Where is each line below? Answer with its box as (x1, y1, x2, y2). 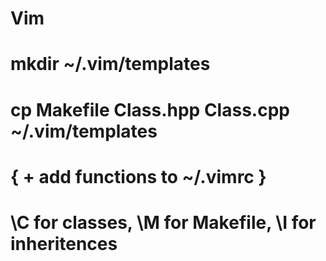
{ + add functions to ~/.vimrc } (10, 165, 267, 188)
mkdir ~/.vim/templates (10, 53, 211, 76)
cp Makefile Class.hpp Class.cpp (10, 98, 290, 121)
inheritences (10, 232, 118, 255)
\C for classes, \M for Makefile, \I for (10, 211, 317, 234)
